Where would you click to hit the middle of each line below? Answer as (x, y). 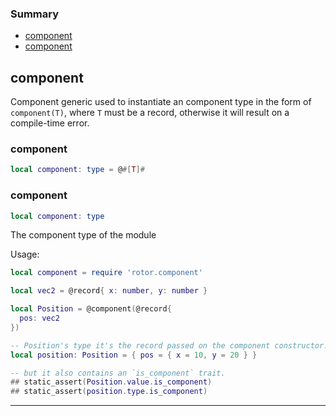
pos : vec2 (39, 318)
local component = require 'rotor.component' (106, 273)
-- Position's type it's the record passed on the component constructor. (169, 345)
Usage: (25, 254)
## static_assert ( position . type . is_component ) (109, 392)
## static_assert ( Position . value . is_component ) (111, 382)
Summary (35, 14)
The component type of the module (83, 235)
